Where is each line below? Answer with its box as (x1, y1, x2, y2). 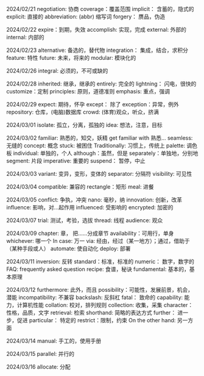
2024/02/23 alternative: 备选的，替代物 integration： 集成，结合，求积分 (6, 46, 189, 54)
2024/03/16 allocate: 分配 (6, 363, 71, 371)
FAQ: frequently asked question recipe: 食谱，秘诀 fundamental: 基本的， (6, 266, 190, 273)
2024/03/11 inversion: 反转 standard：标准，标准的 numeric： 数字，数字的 (6, 258, 195, 265)
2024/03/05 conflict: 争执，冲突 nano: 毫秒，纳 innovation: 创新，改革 (6, 196, 183, 203)
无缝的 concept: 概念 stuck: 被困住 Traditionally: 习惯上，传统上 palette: (6, 142, 186, 149)
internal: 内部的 (6, 34, 44, 41)
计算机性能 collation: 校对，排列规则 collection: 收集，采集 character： (16, 302, 194, 308)
